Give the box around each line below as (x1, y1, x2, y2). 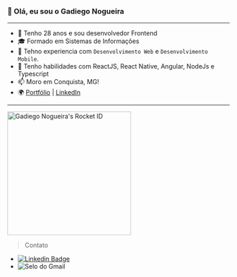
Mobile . (17, 54, 39, 63)
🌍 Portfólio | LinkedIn (17, 88, 81, 97)
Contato (24, 241, 49, 249)
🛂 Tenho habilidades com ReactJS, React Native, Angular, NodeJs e (17, 62, 215, 71)
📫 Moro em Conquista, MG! (17, 78, 99, 86)
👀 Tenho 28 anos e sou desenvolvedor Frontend (17, 29, 157, 37)
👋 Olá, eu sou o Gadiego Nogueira (7, 6, 125, 16)
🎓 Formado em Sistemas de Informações (17, 37, 140, 45)
